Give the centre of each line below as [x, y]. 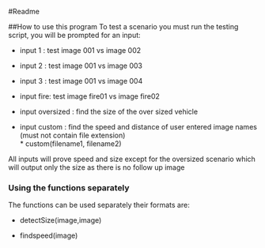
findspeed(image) [49, 235]
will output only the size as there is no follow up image [97, 167]
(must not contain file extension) [72, 135]
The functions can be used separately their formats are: [99, 205]
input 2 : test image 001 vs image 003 [81, 66]
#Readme [24, 11]
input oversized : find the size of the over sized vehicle [109, 111]
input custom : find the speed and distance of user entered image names [138, 127]
